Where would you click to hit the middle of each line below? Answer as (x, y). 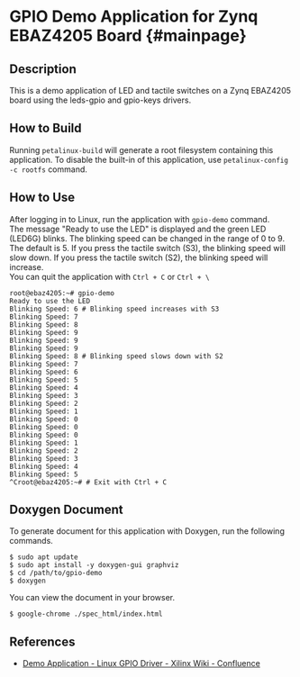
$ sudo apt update (44, 557)
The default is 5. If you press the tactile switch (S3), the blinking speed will (148, 248)
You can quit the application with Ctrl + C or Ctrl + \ (109, 276)
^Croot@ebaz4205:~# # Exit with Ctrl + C (88, 482)
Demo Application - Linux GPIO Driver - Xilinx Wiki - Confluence (141, 663)
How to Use (42, 198)
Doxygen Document (66, 510)
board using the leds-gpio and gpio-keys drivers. (100, 100)
